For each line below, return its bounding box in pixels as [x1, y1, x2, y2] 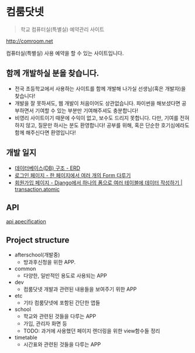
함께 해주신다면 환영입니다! [14, 129, 76, 136]
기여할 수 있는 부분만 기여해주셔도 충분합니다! [35, 107, 139, 114]
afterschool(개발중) [14, 251, 60, 258]
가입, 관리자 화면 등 [23, 320, 67, 327]
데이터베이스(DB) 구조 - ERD [14, 164, 81, 172]
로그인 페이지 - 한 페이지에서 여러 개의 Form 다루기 [14, 172, 131, 179]
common [14, 265, 36, 272]
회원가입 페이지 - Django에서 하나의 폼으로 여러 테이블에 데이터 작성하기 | [14, 179, 183, 186]
